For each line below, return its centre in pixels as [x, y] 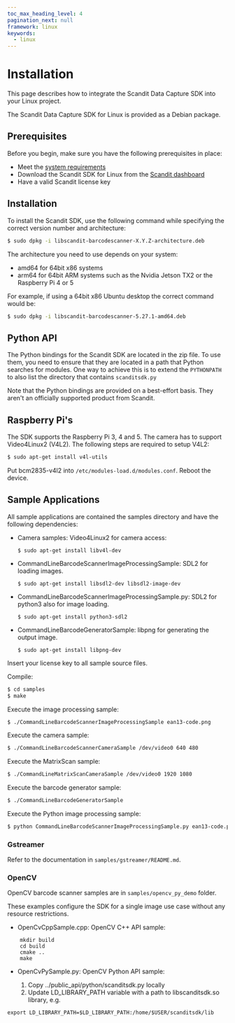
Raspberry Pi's [40, 420]
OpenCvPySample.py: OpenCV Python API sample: [91, 971]
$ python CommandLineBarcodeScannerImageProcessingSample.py [98, 827]
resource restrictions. [38, 914]
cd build [33, 946]
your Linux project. [34, 101]
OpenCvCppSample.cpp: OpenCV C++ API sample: [91, 927]
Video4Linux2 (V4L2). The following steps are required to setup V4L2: [108, 444]
